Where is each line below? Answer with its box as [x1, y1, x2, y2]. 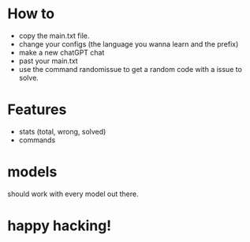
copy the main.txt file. [18, 31, 90, 40]
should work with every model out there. [7, 189, 139, 199]
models [7, 163, 58, 181]
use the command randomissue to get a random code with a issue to [18, 64, 242, 74]
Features [7, 100, 67, 119]
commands [18, 135, 56, 145]
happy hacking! [7, 217, 112, 234]
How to [7, 5, 55, 23]
